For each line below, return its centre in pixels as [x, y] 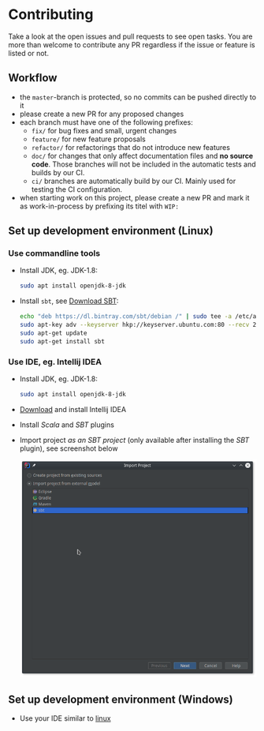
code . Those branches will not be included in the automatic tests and [143, 164]
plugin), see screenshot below [69, 448]
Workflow [33, 78]
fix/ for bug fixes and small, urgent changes [104, 130]
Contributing [51, 15]
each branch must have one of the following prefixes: [106, 122]
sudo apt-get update [53, 333]
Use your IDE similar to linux [65, 718]
